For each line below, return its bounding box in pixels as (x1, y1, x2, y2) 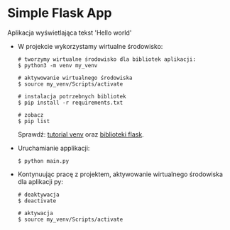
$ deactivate (17, 197, 57, 205)
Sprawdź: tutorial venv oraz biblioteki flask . (17, 130, 144, 139)
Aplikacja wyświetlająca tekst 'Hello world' (7, 28, 132, 37)
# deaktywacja (17, 191, 60, 198)
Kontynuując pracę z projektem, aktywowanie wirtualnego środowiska (17, 170, 224, 178)
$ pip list (17, 117, 50, 125)
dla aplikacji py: (17, 177, 64, 185)
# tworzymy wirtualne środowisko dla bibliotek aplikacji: (17, 55, 197, 63)
